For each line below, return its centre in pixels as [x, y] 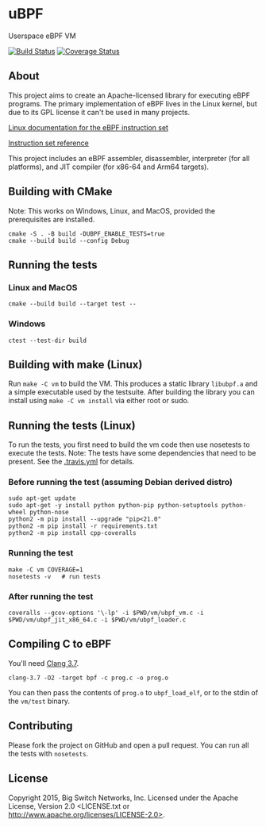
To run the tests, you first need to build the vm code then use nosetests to [129, 444]
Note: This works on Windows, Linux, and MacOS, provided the [112, 210]
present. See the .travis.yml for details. [71, 462]
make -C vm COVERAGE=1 [46, 569]
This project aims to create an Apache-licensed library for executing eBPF [129, 95]
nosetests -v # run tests [55, 576]
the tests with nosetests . [48, 753]
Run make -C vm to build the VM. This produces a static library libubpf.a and [133, 384]
